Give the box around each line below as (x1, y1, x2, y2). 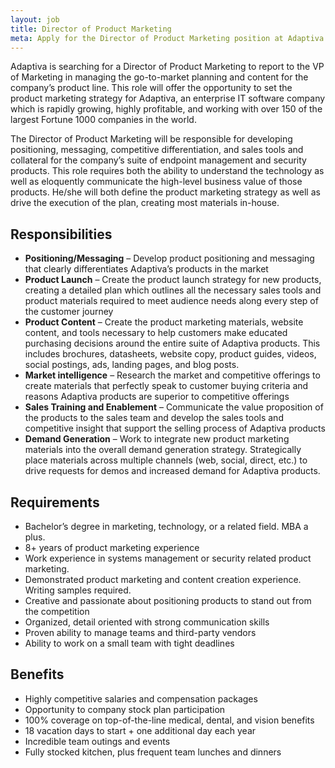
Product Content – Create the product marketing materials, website (24, 316, 304, 328)
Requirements (10, 494, 100, 511)
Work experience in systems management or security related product (24, 552, 312, 564)
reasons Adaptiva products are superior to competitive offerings (24, 391, 290, 403)
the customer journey (24, 306, 114, 318)
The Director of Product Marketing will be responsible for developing (10, 133, 293, 145)
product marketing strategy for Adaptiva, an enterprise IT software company (10, 92, 326, 105)
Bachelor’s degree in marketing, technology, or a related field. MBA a (24, 521, 309, 532)
